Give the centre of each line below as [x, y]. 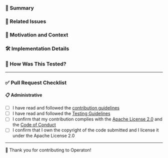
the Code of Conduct [34, 125]
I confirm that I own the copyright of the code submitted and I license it [85, 130]
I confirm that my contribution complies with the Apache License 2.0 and [87, 119]
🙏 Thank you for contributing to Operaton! [48, 150]
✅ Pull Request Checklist [36, 82]
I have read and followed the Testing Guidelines [61, 113]
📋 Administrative [24, 95]
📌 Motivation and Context [37, 34]
